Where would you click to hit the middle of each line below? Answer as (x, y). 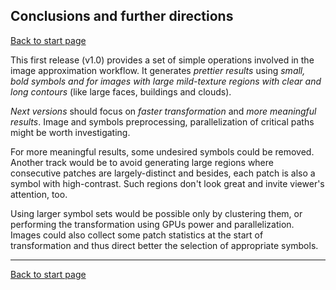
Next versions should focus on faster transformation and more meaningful (163, 111)
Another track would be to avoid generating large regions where (142, 162)
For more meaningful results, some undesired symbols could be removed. (162, 151)
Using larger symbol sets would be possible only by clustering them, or (156, 213)
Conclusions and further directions (122, 16)
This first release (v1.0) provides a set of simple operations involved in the (162, 60)
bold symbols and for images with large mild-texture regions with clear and (166, 81)
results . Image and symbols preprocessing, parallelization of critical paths (162, 121)
